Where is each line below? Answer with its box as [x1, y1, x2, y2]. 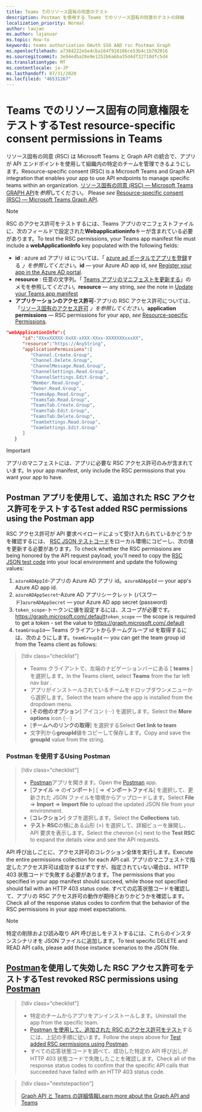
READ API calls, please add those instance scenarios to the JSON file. [6, 943, 179, 951]
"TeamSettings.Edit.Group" [30, 424, 98, 430]
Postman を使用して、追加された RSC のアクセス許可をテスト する [29, 1026, 193, 1033]
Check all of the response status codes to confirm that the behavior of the [6, 899, 190, 906]
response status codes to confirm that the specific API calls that [29, 1062, 189, 1069]
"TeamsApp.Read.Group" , [30, 391, 90, 397]
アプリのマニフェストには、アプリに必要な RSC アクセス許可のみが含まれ [6, 459, 188, 467]
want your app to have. [6, 473, 64, 480]
